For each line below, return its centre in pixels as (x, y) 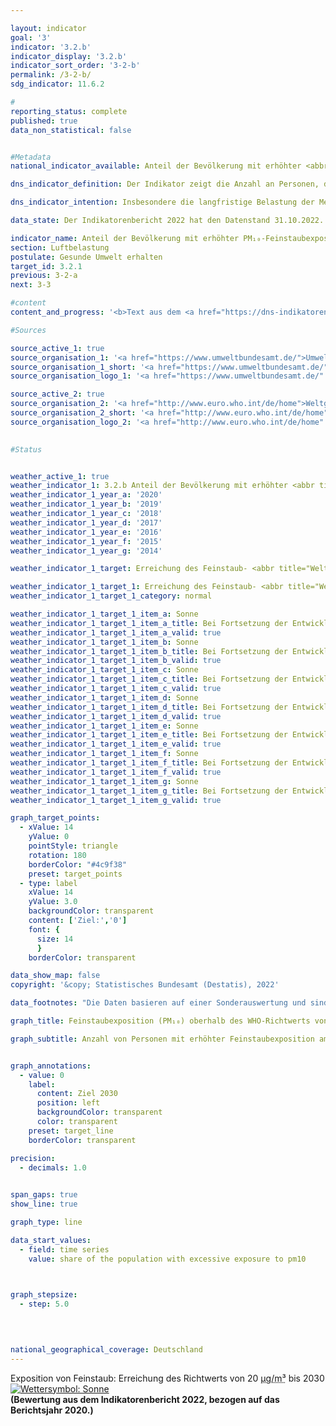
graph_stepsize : (44, 1295)
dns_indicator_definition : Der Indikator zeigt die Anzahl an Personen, (165, 184)
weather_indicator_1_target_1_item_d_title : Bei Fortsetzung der (149, 707)
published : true (44, 121)
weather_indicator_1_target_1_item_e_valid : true (116, 744)
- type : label (48, 883)
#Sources (28, 330)
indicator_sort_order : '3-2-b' (75, 66)
